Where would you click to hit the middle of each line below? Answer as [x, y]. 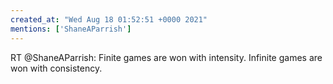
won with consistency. [56, 68]
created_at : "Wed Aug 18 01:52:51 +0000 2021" [109, 19]
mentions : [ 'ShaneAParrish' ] [71, 29]
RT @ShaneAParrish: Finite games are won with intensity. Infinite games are [166, 57]
